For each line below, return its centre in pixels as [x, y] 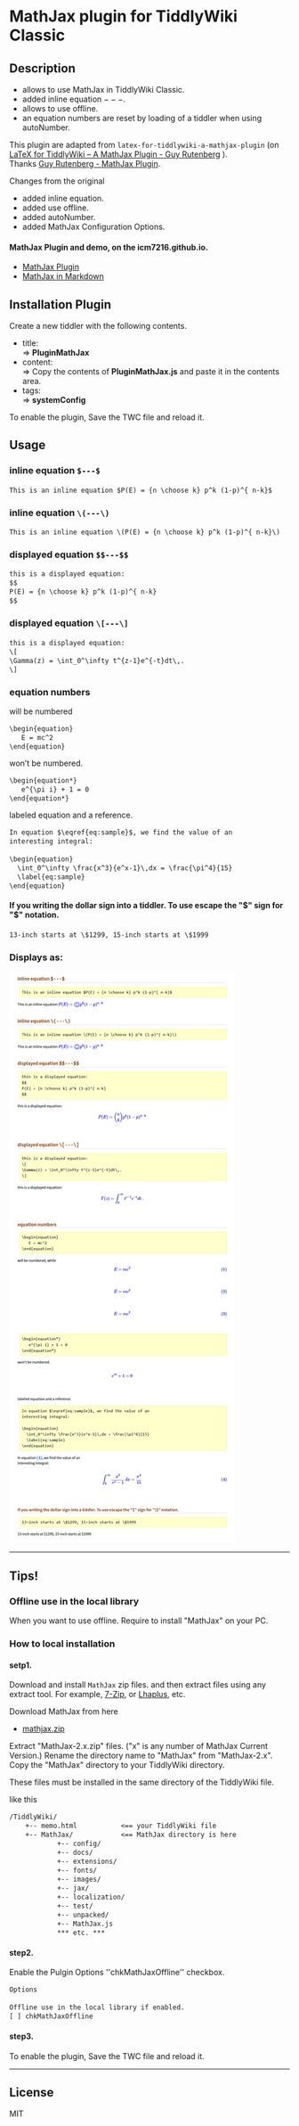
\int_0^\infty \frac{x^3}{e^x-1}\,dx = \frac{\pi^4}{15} [125, 868]
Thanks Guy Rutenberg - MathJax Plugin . [85, 164]
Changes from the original [57, 181]
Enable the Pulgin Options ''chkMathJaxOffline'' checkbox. [117, 1973]
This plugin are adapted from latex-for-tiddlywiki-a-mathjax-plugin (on [144, 145]
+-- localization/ [91, 1897]
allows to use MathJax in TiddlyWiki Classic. [103, 90]
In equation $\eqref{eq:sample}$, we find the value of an [121, 832]
